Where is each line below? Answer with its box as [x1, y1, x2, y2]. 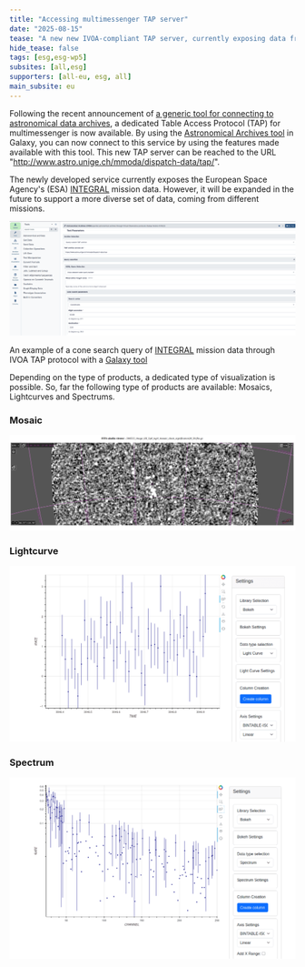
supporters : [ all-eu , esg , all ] [9, 73, 132, 82]
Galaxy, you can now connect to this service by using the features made [9, 136, 280, 147]
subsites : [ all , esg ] [9, 63, 88, 72]
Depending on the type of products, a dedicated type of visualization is [9, 372, 276, 383]
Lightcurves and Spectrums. [9, 391, 115, 402]
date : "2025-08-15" [9, 24, 84, 34]
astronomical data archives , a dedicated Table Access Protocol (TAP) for [9, 117, 281, 128]
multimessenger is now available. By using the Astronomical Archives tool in [9, 127, 294, 138]
